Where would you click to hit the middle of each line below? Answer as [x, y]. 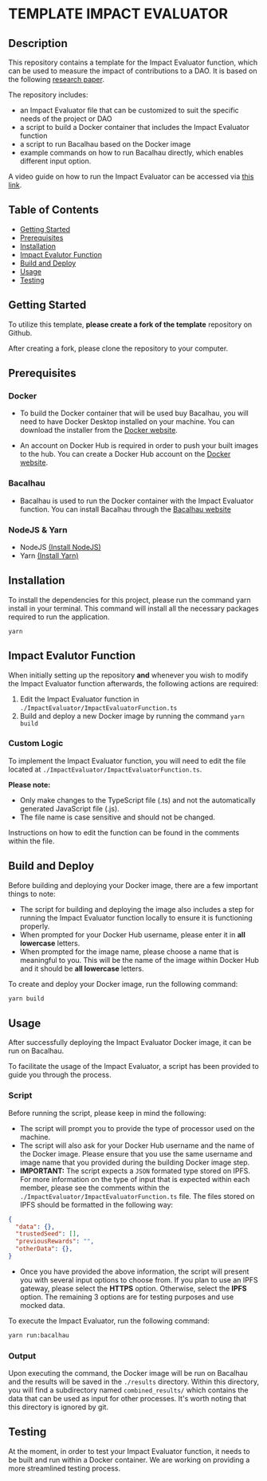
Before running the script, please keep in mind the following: [107, 1113]
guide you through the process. [60, 1075]
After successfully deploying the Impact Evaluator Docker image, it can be [130, 1043]
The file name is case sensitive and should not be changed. [117, 817]
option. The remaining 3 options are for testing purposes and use [127, 1297]
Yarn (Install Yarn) [49, 556]
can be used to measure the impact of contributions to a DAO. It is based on [133, 71]
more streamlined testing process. [65, 1468]
